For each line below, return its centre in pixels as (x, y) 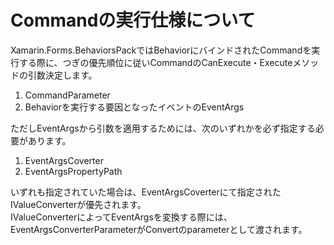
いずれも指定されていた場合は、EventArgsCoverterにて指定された (146, 192)
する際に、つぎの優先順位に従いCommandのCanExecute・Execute (155, 62)
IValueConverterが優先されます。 (78, 204)
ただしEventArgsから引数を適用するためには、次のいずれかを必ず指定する (163, 128)
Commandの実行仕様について (133, 20)
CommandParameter (67, 95)
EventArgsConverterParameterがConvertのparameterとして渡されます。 (159, 229)
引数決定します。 (62, 75)
